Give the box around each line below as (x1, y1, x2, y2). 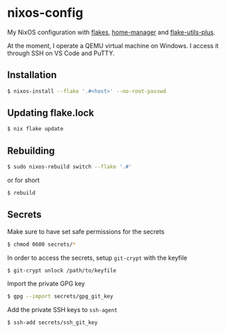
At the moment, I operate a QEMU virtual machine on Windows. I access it (7, 41, 219, 50)
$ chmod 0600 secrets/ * (7, 241, 76, 248)
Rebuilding (7, 145, 56, 156)
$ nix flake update (7, 126, 64, 133)
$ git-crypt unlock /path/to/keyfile (7, 267, 117, 274)
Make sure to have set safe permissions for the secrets (7, 227, 165, 235)
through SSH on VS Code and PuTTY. (7, 49, 115, 57)
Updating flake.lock (7, 107, 95, 119)
